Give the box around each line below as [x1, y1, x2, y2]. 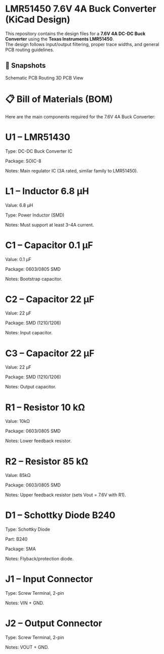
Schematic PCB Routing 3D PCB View [5, 74, 84, 81]
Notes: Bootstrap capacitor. [5, 276, 63, 282]
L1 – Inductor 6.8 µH [5, 185, 89, 197]
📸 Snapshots [5, 61, 46, 70]
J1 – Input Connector [5, 574, 93, 585]
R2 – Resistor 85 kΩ [5, 456, 88, 467]
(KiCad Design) [5, 14, 71, 25]
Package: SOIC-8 [5, 158, 41, 164]
